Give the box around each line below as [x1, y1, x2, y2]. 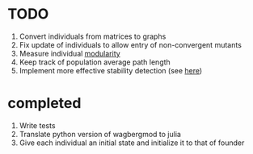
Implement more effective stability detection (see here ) [19, 65, 203, 75]
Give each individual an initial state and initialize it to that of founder [19, 138, 245, 148]
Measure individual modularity [19, 48, 120, 58]
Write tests [19, 120, 56, 130]
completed [7, 94, 82, 113]
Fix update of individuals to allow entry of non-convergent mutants [19, 40, 242, 49]
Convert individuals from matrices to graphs [19, 31, 167, 41]
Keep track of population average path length [19, 57, 171, 67]
